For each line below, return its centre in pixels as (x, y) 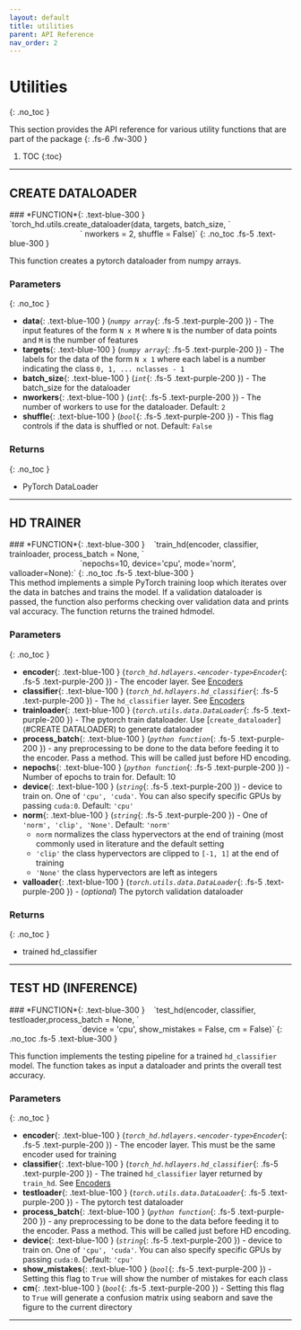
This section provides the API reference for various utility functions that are (148, 129)
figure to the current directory (77, 1308)
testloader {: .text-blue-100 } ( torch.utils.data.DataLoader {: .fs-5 (144, 1193)
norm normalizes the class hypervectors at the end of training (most (159, 834)
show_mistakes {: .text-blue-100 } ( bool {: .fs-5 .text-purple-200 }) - (147, 1269)
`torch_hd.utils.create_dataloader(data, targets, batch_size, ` (120, 224)
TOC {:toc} (42, 156)
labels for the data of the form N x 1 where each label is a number (144, 359)
